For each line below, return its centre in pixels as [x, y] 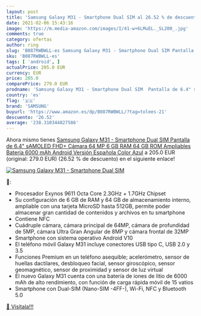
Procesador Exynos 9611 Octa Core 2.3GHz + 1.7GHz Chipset [90, 194]
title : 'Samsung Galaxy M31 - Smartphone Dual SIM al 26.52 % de [89, 17]
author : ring [22, 45]
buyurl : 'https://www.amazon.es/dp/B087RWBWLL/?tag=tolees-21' [87, 112]
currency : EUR [24, 73]
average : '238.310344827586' [42, 123]
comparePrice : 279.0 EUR [37, 84]
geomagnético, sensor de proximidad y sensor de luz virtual [89, 270]
